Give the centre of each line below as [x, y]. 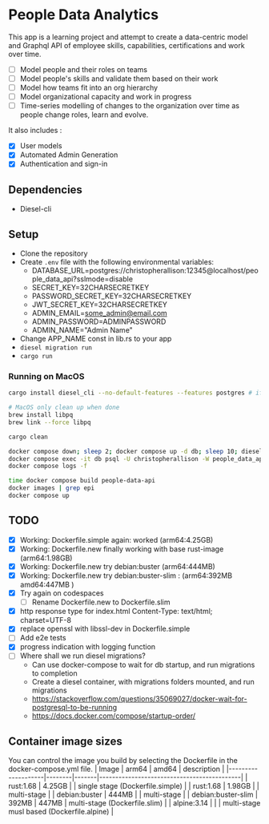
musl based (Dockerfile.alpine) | [61, 812]
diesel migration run [56, 348]
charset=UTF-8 [46, 620]
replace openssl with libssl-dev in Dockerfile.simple [105, 629]
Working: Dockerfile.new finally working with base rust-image [122, 549]
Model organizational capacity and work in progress [106, 97]
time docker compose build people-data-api [82, 481]
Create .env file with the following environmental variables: [117, 262]
